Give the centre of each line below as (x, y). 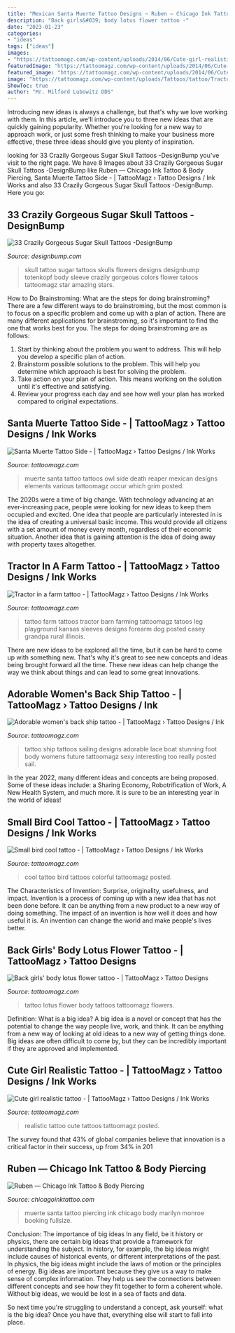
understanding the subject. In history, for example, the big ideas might (108, 1249)
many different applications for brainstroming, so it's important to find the (113, 321)
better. (17, 928)
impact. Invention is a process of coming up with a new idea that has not (112, 898)
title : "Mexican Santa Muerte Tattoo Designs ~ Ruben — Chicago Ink (109, 14)
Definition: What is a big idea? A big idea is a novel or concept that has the (114, 1019)
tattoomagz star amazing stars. (69, 284)
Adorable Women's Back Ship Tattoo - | (95, 694)
